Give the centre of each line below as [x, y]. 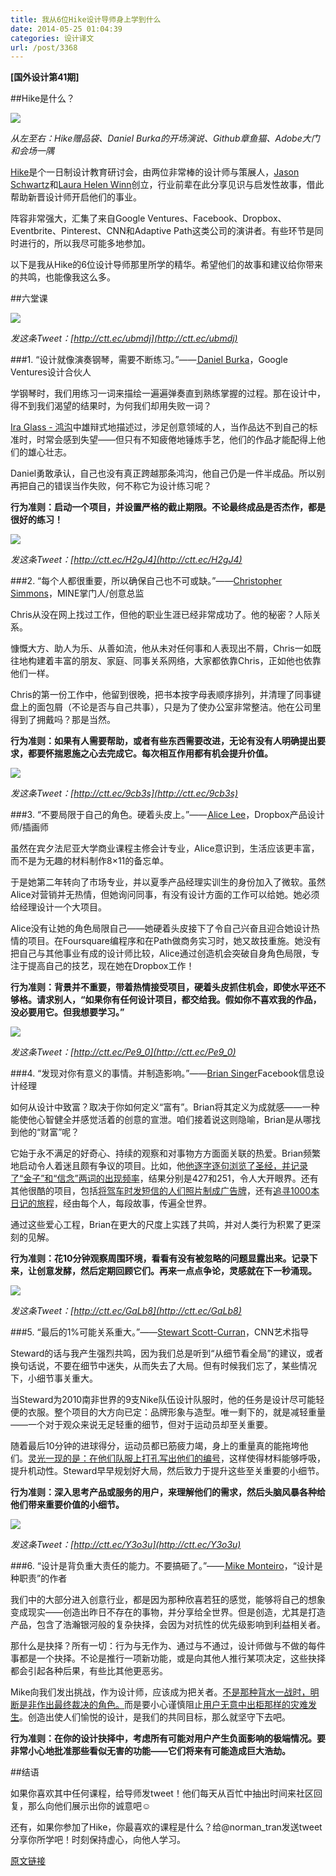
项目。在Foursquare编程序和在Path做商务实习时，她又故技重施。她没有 [174, 941]
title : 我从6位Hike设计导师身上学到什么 [86, 19]
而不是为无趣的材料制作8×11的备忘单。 [90, 861]
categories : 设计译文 [52, 38]
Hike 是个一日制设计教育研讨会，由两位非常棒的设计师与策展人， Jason [155, 172]
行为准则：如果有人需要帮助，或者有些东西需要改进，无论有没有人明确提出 [163, 741]
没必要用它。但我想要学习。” [67, 1012]
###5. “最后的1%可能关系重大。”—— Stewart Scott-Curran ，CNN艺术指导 [160, 1332]
